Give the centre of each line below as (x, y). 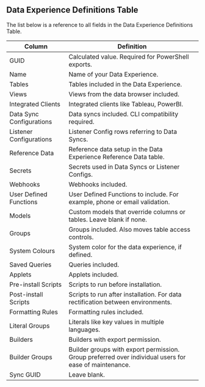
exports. (81, 64)
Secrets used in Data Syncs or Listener (124, 166)
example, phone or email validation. (119, 202)
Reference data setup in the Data (116, 149)
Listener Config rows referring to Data (123, 131)
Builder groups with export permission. (124, 349)
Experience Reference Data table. (117, 157)
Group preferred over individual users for (127, 357)
